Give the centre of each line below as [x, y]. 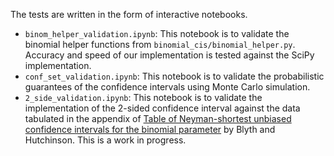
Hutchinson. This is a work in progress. [105, 140]
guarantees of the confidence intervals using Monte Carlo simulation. [167, 87]
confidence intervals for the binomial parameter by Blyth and [150, 129]
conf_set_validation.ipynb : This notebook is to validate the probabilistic [174, 76]
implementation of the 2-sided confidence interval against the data [162, 108]
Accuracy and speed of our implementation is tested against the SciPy [169, 55]
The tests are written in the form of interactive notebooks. [129, 14]
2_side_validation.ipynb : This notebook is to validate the [143, 97]
